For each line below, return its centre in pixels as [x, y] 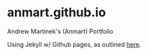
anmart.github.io [57, 13]
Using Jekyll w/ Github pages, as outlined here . [74, 44]
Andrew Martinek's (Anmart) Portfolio [60, 31]
